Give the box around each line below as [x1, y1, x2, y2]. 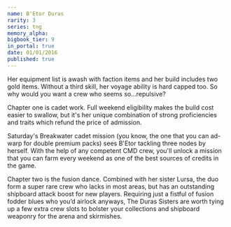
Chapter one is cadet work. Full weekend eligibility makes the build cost [7, 103, 214, 112]
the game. [7, 161, 36, 170]
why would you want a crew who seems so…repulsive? [7, 89, 166, 98]
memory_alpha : [7, 29, 49, 37]
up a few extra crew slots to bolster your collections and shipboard [7, 204, 200, 213]
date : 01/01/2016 [7, 50, 58, 57]
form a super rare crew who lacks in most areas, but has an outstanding [7, 182, 215, 191]
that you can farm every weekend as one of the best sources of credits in [7, 154, 219, 162]
